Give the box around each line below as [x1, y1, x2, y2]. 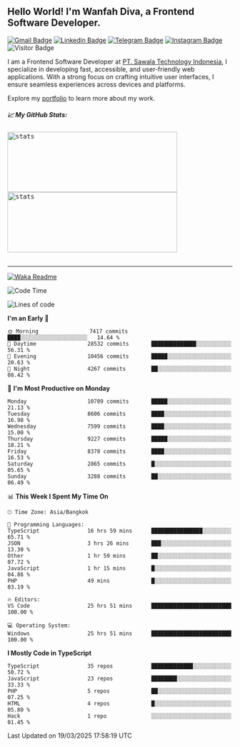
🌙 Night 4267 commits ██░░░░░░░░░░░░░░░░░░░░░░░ [7, 365, 232, 372]
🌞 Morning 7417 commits [7, 328, 129, 335]
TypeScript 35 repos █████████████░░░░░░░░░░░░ [7, 662, 232, 670]
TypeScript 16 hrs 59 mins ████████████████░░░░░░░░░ [7, 527, 232, 534]
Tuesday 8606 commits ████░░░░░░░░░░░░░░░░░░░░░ [7, 410, 232, 417]
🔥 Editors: [7, 596, 41, 603]
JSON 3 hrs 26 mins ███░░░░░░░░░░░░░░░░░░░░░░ [7, 539, 232, 547]
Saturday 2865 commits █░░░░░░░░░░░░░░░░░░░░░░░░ [7, 460, 232, 467]
